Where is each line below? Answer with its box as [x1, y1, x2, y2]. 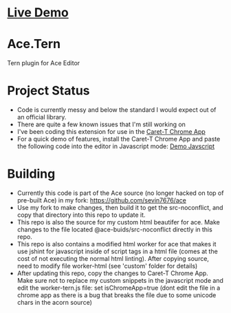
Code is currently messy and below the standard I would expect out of [16, 106, 217, 114]
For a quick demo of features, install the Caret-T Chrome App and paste [16, 135, 221, 143]
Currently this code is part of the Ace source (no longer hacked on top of [16, 189, 224, 197]
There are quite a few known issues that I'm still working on [16, 120, 186, 128]
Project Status [7, 83, 91, 99]
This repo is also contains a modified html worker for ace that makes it [16, 240, 217, 248]
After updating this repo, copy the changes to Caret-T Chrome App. [16, 269, 208, 277]
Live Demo [7, 5, 69, 21]
